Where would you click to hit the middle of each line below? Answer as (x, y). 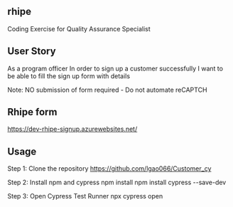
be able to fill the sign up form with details (69, 76)
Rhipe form (32, 112)
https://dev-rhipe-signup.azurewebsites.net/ (72, 129)
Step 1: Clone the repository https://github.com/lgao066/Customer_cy (109, 169)
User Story (32, 52)
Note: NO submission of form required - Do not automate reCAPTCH (107, 90)
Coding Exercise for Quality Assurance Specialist (79, 28)
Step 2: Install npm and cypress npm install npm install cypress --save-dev (117, 182)
